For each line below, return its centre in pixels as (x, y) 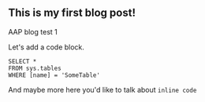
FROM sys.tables (35, 68)
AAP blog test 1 (33, 31)
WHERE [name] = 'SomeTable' (54, 75)
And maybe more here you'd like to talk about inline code (102, 89)
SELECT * (22, 61)
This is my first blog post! (72, 13)
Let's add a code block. (47, 47)
